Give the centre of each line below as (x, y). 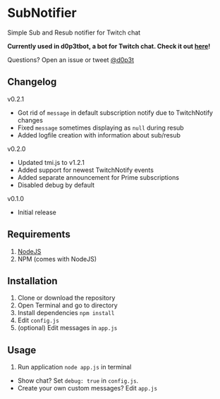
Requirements (39, 234)
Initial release (37, 212)
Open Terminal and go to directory (67, 305)
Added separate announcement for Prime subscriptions (98, 177)
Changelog (32, 82)
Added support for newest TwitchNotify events (85, 170)
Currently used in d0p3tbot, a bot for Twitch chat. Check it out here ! (109, 46)
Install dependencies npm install (66, 313)
